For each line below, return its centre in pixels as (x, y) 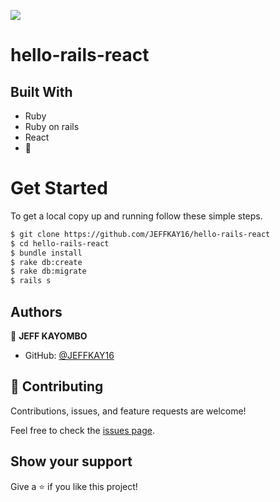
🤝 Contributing (57, 386)
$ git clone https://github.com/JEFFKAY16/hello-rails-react (140, 234)
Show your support (71, 461)
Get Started (59, 188)
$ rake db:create (46, 262)
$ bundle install (46, 253)
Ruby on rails (52, 126)
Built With (41, 91)
